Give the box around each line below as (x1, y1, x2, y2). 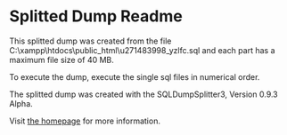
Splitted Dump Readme (9, 6, 183, 27)
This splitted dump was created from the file (9, 36, 172, 46)
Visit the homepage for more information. (9, 115, 160, 126)
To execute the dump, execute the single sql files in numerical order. (9, 71, 260, 82)
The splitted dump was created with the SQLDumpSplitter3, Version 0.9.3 (9, 89, 278, 99)
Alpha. (9, 98, 33, 108)
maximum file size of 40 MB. (9, 54, 114, 65)
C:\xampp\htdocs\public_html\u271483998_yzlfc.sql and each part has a (9, 44, 275, 55)
